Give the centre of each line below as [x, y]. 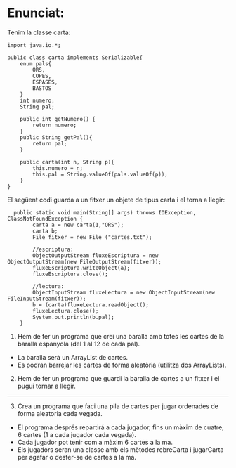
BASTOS [42, 88]
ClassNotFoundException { [45, 219]
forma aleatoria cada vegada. [60, 413]
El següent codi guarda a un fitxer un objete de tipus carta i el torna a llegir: [116, 200]
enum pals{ [36, 64]
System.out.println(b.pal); [73, 317]
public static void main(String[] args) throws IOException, [105, 212]
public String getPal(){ [56, 137]
